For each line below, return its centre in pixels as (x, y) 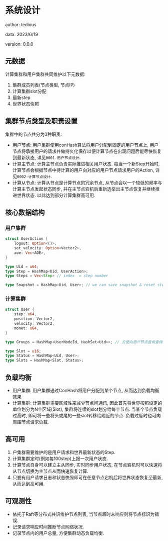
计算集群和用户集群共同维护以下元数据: (45, 74)
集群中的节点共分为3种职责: (33, 134)
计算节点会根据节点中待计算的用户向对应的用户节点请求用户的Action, (83, 170)
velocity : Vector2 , (34, 324)
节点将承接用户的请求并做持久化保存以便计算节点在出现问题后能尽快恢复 (87, 151)
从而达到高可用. (28, 484)
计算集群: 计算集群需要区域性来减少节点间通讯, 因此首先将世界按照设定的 (87, 403)
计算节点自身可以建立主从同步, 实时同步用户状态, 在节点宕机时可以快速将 (87, 465)
